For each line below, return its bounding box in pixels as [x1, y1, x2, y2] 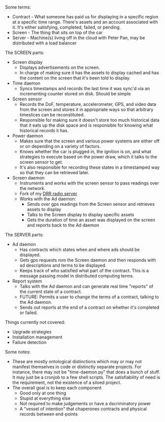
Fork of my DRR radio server [19, 190, 77, 196]
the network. [19, 186, 46, 191]
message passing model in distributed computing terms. [19, 273, 134, 279]
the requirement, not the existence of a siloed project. [12, 379, 122, 385]
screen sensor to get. [19, 159, 63, 165]
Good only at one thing [19, 390, 66, 396]
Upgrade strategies [12, 329, 52, 334]
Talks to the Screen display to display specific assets [27, 212, 134, 217]
